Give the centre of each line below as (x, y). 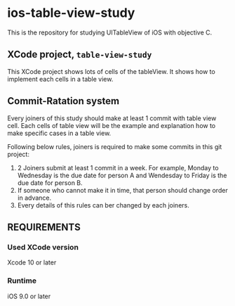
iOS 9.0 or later (29, 296)
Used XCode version (43, 247)
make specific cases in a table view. (59, 133)
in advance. (34, 198)
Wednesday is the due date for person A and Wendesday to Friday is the (122, 175)
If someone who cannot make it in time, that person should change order (122, 190)
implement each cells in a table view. (60, 79)
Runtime (22, 281)
